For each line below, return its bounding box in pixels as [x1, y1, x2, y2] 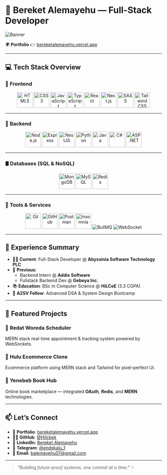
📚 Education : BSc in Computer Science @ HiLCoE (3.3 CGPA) [12, 283, 141, 289]
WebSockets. [5, 341, 32, 347]
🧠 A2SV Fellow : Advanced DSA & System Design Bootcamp [12, 290, 135, 296]
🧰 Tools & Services [5, 202, 51, 209]
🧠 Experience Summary [5, 243, 80, 251]
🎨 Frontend [5, 81, 32, 88]
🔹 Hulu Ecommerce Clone [5, 353, 68, 360]
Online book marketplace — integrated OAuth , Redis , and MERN [5, 388, 138, 394]
